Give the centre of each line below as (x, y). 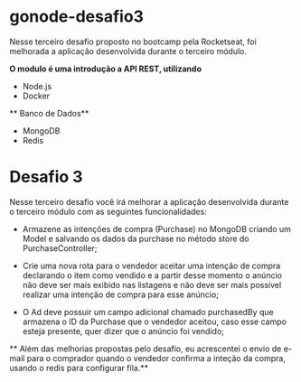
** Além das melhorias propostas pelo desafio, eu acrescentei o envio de (146, 349)
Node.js (37, 86)
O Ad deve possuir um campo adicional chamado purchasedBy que (148, 312)
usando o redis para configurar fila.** (79, 368)
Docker (36, 96)
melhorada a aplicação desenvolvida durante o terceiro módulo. (128, 51)
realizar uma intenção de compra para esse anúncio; (121, 294)
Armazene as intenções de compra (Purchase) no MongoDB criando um (157, 228)
